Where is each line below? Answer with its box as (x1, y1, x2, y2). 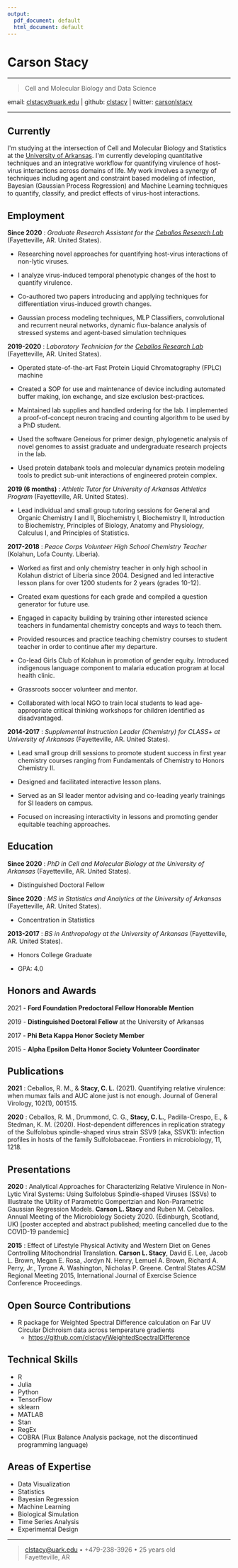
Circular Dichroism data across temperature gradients (17, 1326, 175, 1334)
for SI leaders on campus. (17, 799, 93, 807)
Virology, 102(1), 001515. (7, 1099, 78, 1107)
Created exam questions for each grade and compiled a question (17, 592, 208, 601)
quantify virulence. (17, 278, 73, 287)
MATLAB (17, 1410, 44, 1418)
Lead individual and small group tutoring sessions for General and (17, 506, 210, 514)
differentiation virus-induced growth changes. (17, 299, 152, 308)
